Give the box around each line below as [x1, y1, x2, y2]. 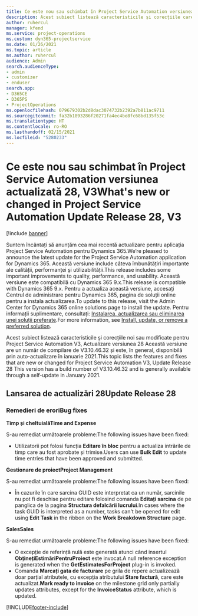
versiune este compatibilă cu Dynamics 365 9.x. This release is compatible [6, 278, 186, 286]
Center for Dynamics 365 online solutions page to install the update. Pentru [6, 304, 189, 311]
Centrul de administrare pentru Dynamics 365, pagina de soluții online [6, 291, 176, 298]
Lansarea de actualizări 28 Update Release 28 [6, 388, 176, 398]
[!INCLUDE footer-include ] [6, 604, 69, 611]
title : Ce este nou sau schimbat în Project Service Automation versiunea [6, 8, 194, 15]
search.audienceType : [6, 63, 60, 70]
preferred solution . [6, 322, 52, 330]
